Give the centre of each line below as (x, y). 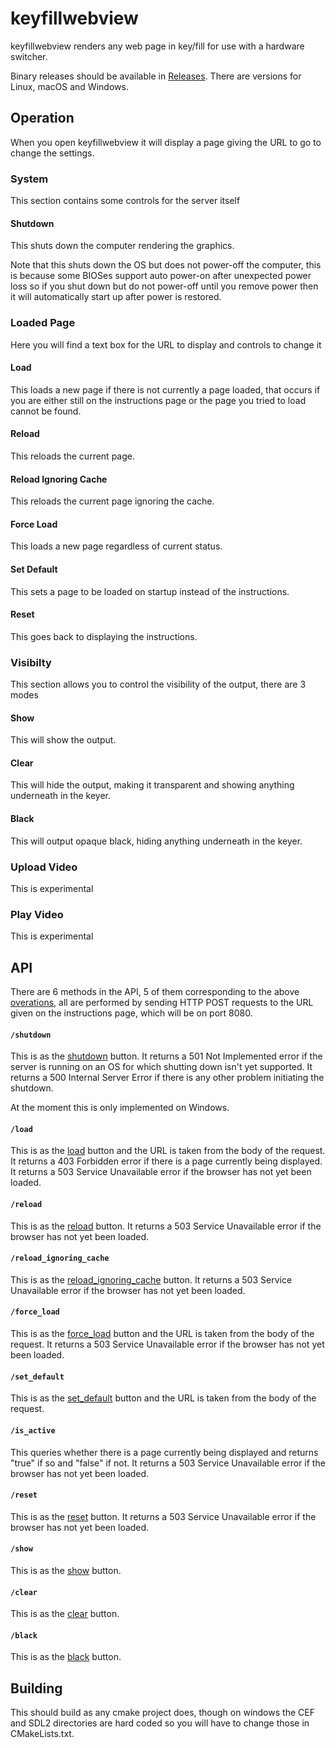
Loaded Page (43, 323)
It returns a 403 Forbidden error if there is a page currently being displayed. (166, 1161)
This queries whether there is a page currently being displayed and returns (164, 1452)
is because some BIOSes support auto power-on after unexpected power (161, 276)
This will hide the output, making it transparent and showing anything (152, 785)
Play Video (37, 914)
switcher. (29, 56)
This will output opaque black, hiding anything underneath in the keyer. (156, 841)
